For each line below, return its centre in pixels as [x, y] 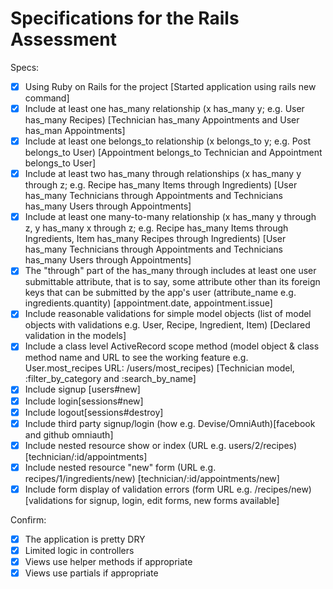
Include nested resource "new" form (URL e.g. [120, 467]
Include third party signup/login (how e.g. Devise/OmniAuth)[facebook [170, 423]
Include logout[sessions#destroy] [94, 412]
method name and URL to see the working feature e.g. [136, 358]
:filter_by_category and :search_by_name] [110, 379]
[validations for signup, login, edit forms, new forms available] [152, 500]
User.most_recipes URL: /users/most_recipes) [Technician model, [159, 368]
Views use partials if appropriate [91, 573]
